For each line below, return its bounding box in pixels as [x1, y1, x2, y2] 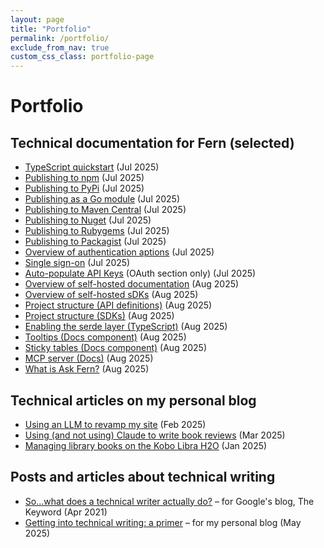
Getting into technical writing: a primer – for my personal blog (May [24, 516, 302, 528]
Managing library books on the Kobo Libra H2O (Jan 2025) [24, 439, 268, 451]
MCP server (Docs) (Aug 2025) [24, 352, 154, 365]
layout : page [10, 14, 65, 25]
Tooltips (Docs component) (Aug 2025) [24, 331, 187, 343]
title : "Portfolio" [10, 24, 92, 34]
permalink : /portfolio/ [10, 33, 110, 43]
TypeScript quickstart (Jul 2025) [24, 161, 160, 173]
